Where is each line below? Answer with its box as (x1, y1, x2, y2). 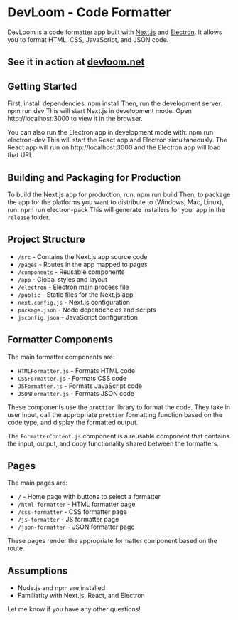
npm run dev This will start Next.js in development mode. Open (7, 107, 192, 115)
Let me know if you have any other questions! (7, 605, 141, 614)
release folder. (7, 213, 50, 221)
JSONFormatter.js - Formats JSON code (17, 389, 135, 397)
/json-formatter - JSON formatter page (17, 522, 135, 531)
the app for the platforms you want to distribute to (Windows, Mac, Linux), (7, 197, 224, 206)
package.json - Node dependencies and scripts (17, 305, 156, 314)
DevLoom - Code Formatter (7, 4, 172, 21)
